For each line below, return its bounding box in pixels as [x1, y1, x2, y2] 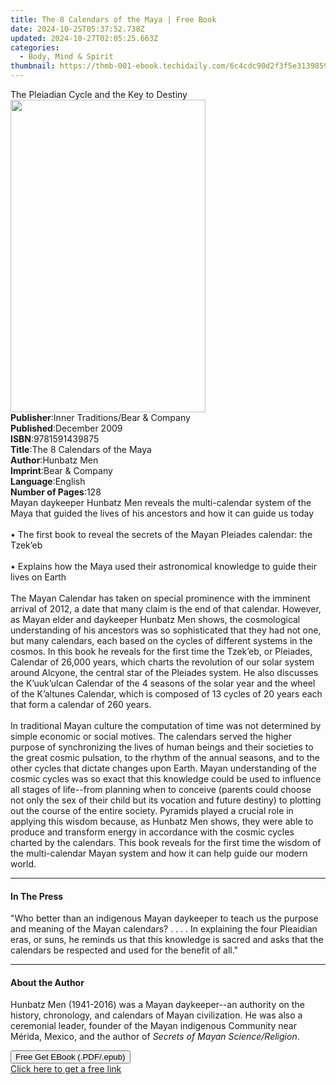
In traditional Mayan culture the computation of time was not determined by [10, 720, 322, 731]
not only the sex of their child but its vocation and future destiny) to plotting [10, 794, 322, 806]
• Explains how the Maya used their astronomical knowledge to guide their [10, 561, 317, 572]
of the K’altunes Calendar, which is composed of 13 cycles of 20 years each [10, 688, 323, 700]
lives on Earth [10, 571, 67, 583]
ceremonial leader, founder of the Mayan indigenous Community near [10, 1020, 297, 1032]
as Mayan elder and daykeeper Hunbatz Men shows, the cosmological [10, 614, 301, 625]
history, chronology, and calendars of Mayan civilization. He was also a [10, 1009, 303, 1021]
